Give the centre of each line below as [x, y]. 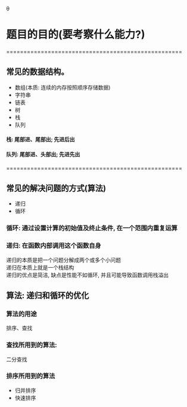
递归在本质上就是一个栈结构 [40, 267]
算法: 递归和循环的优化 [48, 295]
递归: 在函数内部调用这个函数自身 [54, 246]
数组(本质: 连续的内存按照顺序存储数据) [63, 87]
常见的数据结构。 [38, 72]
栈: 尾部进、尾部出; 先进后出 [41, 139]
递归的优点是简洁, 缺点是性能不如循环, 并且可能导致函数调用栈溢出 [87, 275]
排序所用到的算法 [31, 376]
